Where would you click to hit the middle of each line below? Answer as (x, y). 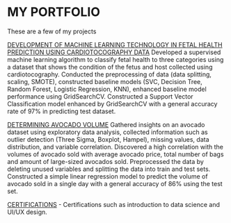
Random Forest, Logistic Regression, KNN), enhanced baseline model (107, 89)
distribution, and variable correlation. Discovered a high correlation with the (115, 147)
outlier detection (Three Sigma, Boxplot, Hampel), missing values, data (109, 139)
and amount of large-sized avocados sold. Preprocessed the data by (105, 161)
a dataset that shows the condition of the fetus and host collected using (110, 67)
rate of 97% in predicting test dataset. (62, 111)
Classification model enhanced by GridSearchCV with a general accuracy (112, 104)
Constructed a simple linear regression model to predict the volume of (107, 176)
